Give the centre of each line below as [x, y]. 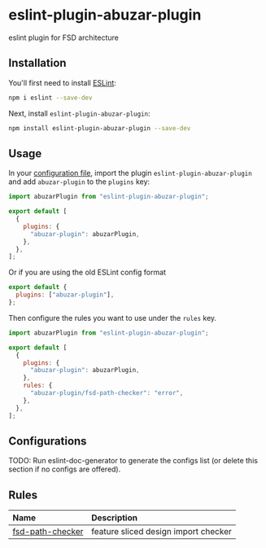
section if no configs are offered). [65, 469]
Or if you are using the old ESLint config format [87, 272]
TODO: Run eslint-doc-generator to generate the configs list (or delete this [133, 461]
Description [115, 518]
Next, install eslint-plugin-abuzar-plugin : [79, 113]
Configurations [48, 441]
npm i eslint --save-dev [50, 98]
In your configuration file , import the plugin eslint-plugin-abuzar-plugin [130, 173]
